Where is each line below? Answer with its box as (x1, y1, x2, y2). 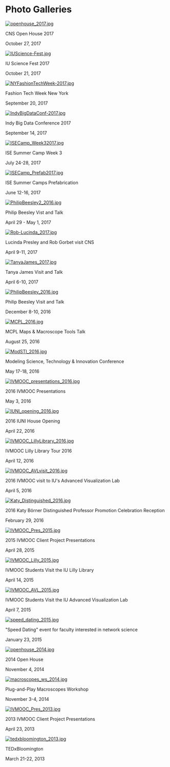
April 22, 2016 (5, 428, 35, 434)
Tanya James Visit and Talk (5, 269, 63, 275)
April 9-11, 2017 (5, 249, 37, 255)
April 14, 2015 (5, 577, 34, 583)
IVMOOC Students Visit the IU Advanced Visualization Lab (5, 596, 128, 603)
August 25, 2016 (5, 338, 40, 345)
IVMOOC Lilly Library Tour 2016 (5, 448, 72, 454)
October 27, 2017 (5, 40, 41, 47)
